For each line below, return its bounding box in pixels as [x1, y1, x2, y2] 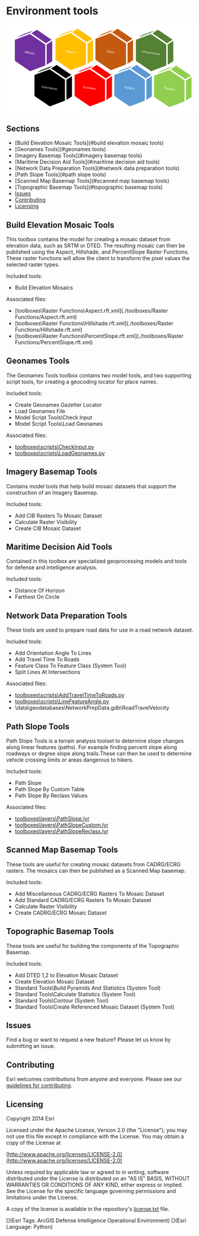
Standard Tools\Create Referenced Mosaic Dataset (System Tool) [14, 1003, 175, 1010]
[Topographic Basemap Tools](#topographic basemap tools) [14, 183, 163, 191]
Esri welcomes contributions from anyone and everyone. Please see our [6, 1076, 182, 1083]
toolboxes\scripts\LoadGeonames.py [14, 450, 105, 457]
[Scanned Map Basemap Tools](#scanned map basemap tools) [14, 177, 170, 185]
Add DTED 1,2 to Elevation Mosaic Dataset [14, 972, 118, 979]
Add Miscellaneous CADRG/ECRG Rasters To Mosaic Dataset [14, 890, 165, 897]
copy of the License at [6, 1139, 61, 1147]
